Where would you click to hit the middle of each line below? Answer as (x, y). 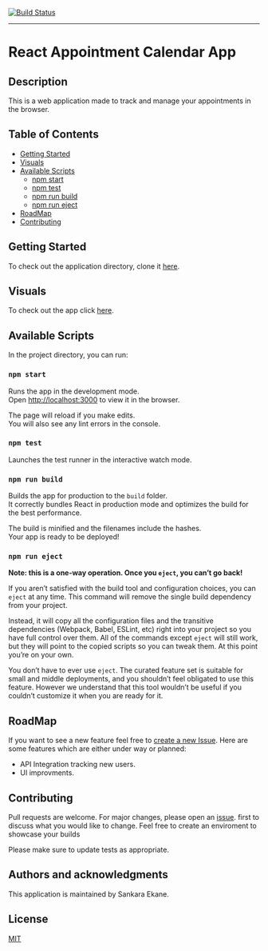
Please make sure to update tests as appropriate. (89, 850)
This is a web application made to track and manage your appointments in (130, 101)
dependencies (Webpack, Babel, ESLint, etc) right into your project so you (130, 629)
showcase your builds (44, 834)
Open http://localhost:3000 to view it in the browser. (94, 399)
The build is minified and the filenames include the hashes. (105, 529)
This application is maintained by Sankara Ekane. (89, 894)
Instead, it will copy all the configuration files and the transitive (111, 621)
